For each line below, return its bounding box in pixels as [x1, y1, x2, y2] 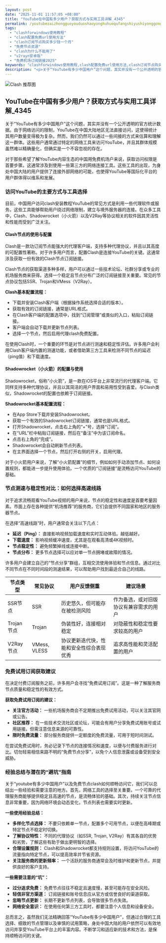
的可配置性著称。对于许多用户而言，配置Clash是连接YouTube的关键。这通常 [5, 249, 160, 255]
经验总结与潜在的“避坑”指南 [5, 769, 72, 776]
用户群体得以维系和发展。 [5, 175, 57, 180]
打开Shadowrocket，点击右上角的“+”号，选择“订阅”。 [12, 423, 122, 429]
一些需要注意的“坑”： [5, 875, 49, 881]
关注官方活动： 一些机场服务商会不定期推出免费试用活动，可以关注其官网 [12, 707, 161, 713]
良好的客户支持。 [16, 864, 52, 870]
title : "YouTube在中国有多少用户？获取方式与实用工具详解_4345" [5, 16, 125, 21]
